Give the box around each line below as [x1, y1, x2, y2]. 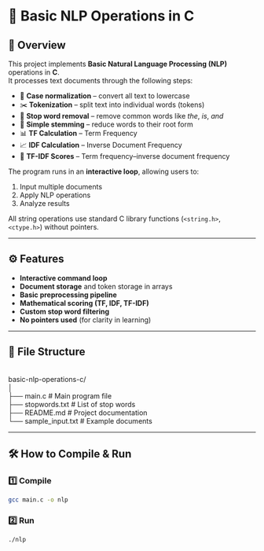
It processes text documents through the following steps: [8, 76, 193, 85]
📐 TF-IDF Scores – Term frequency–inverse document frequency [19, 152, 230, 160]
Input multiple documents [19, 182, 103, 191]
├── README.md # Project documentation [8, 408, 148, 417]
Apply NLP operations [19, 190, 91, 200]
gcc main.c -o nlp [8, 496, 68, 504]
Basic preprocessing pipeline [19, 290, 118, 299]
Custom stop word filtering [19, 307, 110, 316]
